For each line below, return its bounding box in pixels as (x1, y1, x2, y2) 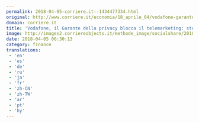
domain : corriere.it (6, 20, 57, 25)
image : (6, 31, 23, 37)
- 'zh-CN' (8, 86, 33, 92)
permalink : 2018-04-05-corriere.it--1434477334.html (6, 8, 139, 15)
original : (6, 14, 31, 20)
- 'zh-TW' (8, 91, 33, 97)
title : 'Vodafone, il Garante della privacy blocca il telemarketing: (6, 25, 184, 31)
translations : (6, 47, 41, 53)
